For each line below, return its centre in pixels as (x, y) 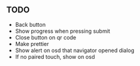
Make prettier (32, 44)
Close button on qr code (46, 37)
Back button (30, 24)
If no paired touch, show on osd (55, 56)
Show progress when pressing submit (63, 31)
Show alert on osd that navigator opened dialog (75, 50)
